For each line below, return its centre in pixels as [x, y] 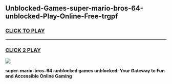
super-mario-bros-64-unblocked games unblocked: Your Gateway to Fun [85, 70]
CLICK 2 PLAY [23, 50]
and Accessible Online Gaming [39, 76]
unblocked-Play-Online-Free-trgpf [62, 17]
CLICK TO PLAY [25, 31]
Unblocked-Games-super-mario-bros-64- [74, 8]
